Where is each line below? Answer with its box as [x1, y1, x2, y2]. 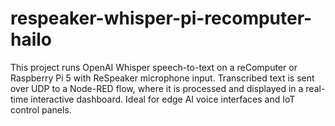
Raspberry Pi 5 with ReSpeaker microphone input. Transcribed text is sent [10, 72, 315, 84]
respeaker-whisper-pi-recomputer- [10, 7, 313, 30]
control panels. [10, 103, 72, 116]
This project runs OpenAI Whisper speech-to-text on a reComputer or [10, 61, 298, 73]
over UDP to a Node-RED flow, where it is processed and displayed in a [10, 82, 304, 94]
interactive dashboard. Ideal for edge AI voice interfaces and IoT [30, 93, 296, 105]
